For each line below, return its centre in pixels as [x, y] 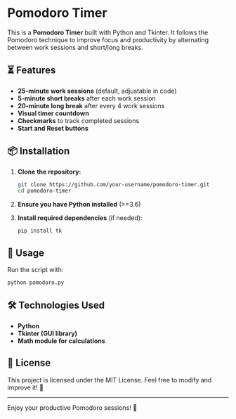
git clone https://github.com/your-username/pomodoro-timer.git [113, 184]
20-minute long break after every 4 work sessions [91, 105]
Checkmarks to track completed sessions [78, 120]
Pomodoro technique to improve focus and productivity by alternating [108, 39]
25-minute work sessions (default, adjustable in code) [97, 91]
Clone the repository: [49, 172]
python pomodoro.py [36, 283]
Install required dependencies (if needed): [80, 218]
